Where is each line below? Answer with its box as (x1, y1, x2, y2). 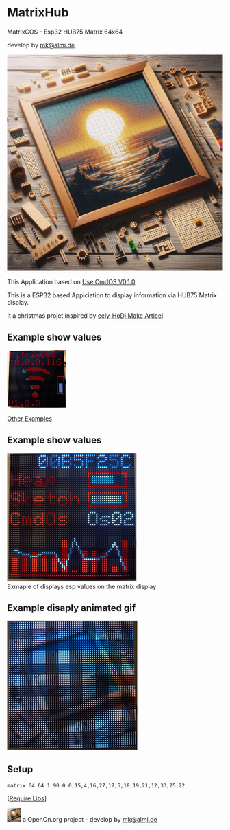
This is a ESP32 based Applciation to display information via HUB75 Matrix (7, 290, 217, 299)
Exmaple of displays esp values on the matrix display (7, 582, 157, 590)
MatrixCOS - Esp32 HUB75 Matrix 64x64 (7, 27, 123, 36)
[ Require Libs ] (7, 794, 47, 803)
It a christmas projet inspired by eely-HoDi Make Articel (7, 311, 164, 320)
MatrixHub (7, 5, 69, 21)
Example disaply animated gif (7, 602, 136, 614)
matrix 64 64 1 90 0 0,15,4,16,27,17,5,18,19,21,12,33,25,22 (7, 783, 186, 789)
